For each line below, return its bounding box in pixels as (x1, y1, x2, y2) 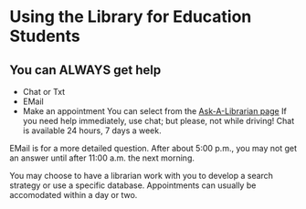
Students (9, 26, 80, 47)
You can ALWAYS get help (9, 62, 162, 78)
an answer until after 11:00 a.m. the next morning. (9, 152, 195, 163)
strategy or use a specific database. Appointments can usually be (9, 180, 257, 191)
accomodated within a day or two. (9, 190, 138, 200)
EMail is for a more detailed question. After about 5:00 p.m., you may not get (9, 143, 298, 153)
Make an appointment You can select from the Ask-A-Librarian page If (22, 106, 288, 116)
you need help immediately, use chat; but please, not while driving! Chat (22, 116, 295, 126)
